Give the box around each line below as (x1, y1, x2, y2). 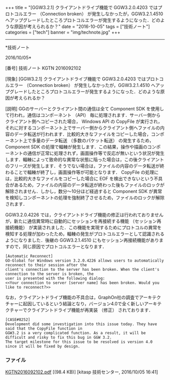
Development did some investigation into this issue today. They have (5, 322, 157, 327)
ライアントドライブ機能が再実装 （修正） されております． (31, 307, 153, 313)
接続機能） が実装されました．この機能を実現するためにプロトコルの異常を (5, 225, 162, 230)
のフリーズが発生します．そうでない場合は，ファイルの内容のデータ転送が (5, 163, 160, 169)
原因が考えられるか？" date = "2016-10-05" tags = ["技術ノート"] (14, 23, 150, 29)
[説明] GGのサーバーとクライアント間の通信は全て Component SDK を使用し (5, 106, 164, 112)
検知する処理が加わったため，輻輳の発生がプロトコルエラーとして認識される (5, 231, 164, 237)
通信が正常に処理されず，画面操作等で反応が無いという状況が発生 (27, 150, 165, 156)
